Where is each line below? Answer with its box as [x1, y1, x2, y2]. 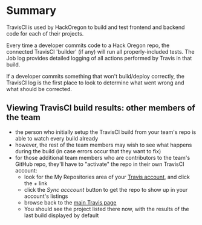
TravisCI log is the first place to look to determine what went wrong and [6, 79, 184, 86]
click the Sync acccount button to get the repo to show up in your [24, 186, 188, 193]
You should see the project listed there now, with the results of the [24, 205, 189, 212]
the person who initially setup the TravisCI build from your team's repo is [15, 128, 197, 136]
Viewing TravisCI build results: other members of [6, 103, 195, 113]
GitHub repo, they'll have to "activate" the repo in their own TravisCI [15, 160, 184, 168]
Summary [6, 4, 56, 17]
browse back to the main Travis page [24, 198, 117, 206]
